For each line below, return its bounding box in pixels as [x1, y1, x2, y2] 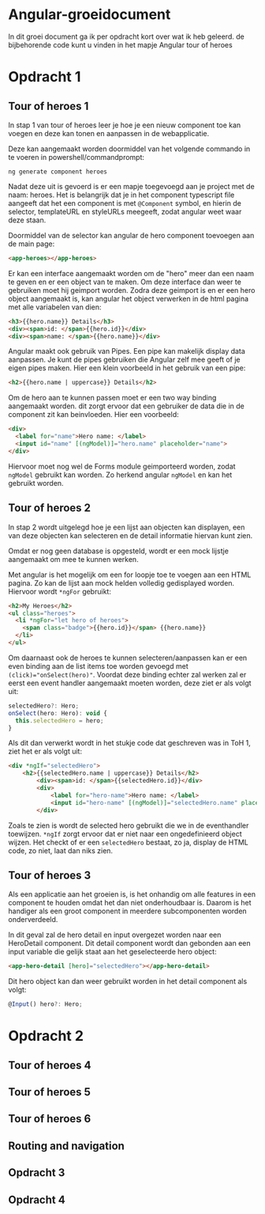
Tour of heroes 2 [8, 501, 91, 515]
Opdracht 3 [8, 1166, 65, 1180]
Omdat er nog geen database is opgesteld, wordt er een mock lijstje [8, 546, 229, 556]
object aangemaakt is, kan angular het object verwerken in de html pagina [8, 294, 249, 303]
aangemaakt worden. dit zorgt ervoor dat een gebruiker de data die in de [8, 401, 244, 411]
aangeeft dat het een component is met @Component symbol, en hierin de [8, 198, 242, 207]
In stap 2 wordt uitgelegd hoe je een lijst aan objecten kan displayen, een [8, 522, 245, 532]
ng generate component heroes [8, 168, 108, 176]
